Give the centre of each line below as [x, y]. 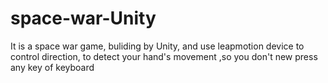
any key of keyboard [52, 67]
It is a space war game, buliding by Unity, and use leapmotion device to [157, 46]
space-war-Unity [83, 18]
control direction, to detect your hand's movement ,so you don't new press [164, 56]
